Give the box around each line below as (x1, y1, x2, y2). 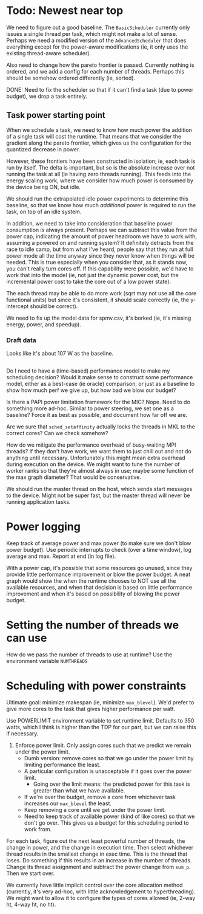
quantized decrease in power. (6, 145, 81, 153)
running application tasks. (6, 498, 71, 506)
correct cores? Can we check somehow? (6, 430, 108, 437)
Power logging (6, 520, 81, 534)
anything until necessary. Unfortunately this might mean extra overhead (6, 454, 186, 462)
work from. (24, 826, 52, 833)
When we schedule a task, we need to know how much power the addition (6, 126, 192, 134)
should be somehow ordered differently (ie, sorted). (6, 74, 135, 81)
